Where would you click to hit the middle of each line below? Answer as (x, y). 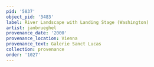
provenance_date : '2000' (37, 33)
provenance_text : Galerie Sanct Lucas (54, 44)
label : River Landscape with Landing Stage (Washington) (78, 22)
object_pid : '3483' (30, 17)
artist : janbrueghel (32, 28)
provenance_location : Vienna (42, 38)
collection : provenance (35, 50)
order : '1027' (24, 55)
